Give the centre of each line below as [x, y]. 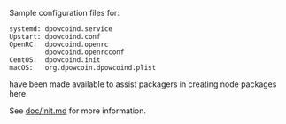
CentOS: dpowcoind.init [55, 60]
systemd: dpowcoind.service [61, 29]
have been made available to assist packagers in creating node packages [143, 84]
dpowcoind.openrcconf [85, 52]
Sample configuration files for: [64, 13]
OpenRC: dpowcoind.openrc [59, 44]
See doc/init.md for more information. [77, 111]
